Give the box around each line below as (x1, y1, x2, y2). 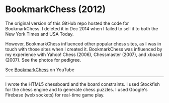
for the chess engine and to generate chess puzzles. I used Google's (5, 86, 148, 92)
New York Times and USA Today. (5, 31, 74, 37)
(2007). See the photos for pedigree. (5, 57, 81, 63)
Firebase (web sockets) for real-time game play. (5, 92, 105, 98)
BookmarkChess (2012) (5, 4, 106, 15)
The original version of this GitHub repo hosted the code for (5, 20, 129, 26)
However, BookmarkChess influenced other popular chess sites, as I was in (5, 40, 161, 46)
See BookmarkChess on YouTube (5, 67, 74, 73)
